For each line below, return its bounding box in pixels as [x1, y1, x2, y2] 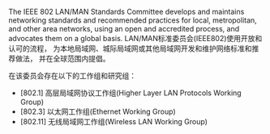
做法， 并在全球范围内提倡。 [15, 54, 110, 63]
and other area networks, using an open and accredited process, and [8, 24, 240, 33]
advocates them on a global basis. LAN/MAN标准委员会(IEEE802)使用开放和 [8, 34, 263, 43]
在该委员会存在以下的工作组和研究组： [8, 71, 136, 80]
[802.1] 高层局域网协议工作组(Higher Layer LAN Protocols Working [19, 88, 242, 98]
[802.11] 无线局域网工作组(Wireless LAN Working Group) [19, 117, 208, 126]
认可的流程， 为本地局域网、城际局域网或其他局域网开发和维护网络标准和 [8, 44, 252, 53]
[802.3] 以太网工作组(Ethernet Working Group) [19, 107, 176, 116]
